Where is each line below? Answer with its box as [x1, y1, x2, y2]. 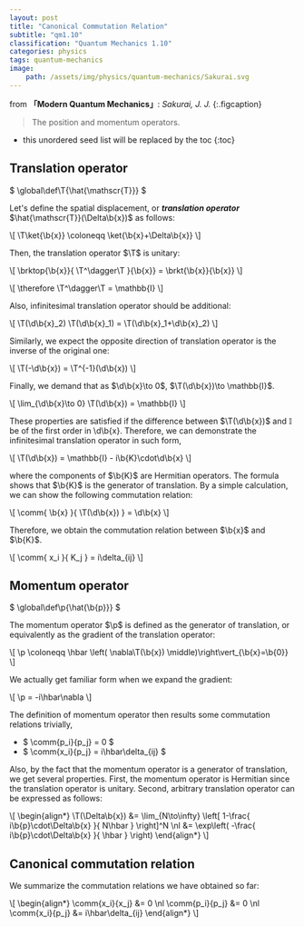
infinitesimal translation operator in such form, [9, 434, 181, 445]
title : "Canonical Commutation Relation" [9, 22, 169, 31]
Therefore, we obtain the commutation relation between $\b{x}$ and [9, 524, 266, 535]
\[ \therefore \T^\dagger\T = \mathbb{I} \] [9, 283, 164, 294]
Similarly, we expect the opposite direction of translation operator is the [9, 335, 277, 346]
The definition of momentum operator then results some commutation [9, 710, 270, 721]
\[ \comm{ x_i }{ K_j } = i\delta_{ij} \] [9, 552, 143, 563]
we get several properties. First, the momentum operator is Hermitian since [9, 773, 290, 784]
